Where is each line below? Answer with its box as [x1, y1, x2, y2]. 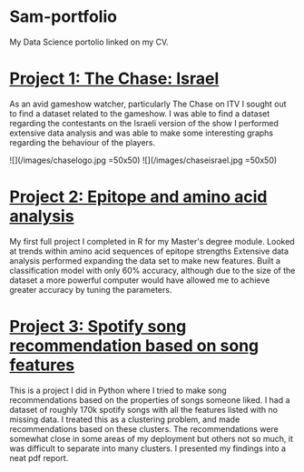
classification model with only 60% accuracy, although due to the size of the [9, 265, 296, 276]
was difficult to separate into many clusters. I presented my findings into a [9, 443, 287, 454]
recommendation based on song [9, 336, 260, 356]
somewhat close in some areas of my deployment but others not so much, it [9, 433, 293, 444]
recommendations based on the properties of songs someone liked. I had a [9, 394, 290, 406]
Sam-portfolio [9, 6, 118, 27]
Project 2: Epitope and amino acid [9, 186, 268, 207]
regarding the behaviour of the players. [9, 136, 156, 147]
